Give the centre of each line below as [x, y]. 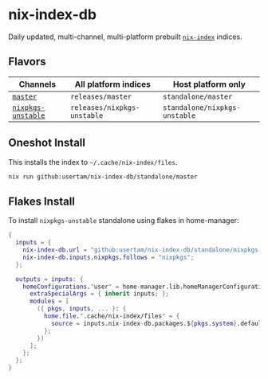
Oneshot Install [47, 143]
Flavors [27, 62]
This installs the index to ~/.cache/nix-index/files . [93, 162]
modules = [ [49, 301]
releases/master [101, 96]
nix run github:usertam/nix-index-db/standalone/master [103, 177]
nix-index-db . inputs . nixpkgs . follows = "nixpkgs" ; [108, 257]
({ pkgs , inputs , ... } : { [82, 309]
